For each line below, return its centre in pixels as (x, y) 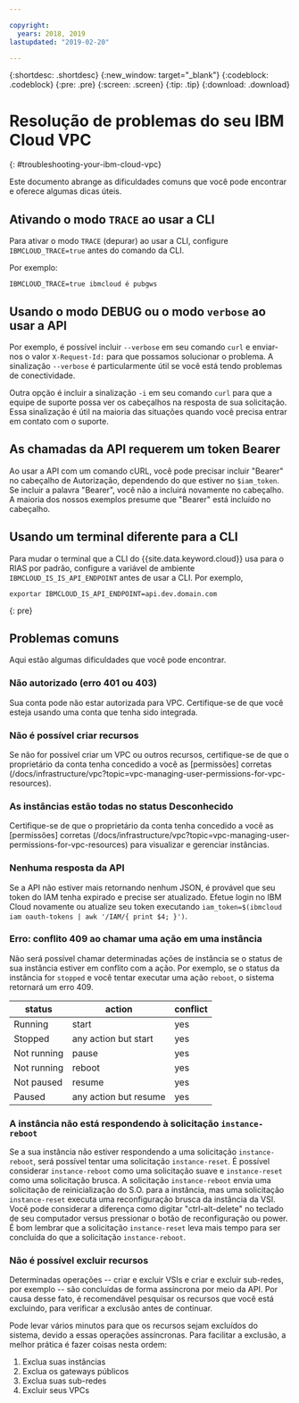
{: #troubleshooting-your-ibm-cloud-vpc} (86, 164)
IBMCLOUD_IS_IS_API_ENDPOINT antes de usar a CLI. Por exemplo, (126, 577)
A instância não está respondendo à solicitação (114, 1123)
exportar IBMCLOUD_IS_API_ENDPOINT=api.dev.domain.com (113, 594)
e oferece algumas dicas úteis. (66, 191)
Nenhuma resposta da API (67, 868)
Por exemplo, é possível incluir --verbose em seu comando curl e (130, 347)
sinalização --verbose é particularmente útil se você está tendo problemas (146, 365)
